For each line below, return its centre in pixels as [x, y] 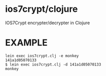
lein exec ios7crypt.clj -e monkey [42, 56]
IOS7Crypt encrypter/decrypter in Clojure [48, 23]
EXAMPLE [26, 43]
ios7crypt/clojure [42, 9]
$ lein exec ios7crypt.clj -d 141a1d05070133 [53, 64]
